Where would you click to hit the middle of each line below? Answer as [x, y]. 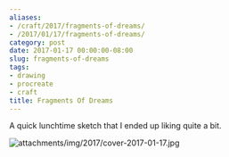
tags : [19, 68]
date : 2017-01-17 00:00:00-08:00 [71, 51]
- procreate [31, 84]
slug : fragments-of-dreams [59, 59]
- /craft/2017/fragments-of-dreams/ [77, 26]
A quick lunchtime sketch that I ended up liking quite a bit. [115, 126]
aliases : [25, 17]
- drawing [28, 76]
